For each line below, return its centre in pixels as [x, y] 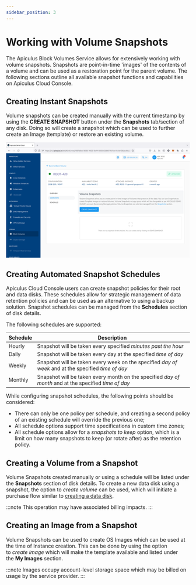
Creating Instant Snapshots [57, 102]
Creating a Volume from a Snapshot [72, 463]
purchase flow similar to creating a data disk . [60, 496]
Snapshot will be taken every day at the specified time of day [110, 354]
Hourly [17, 346]
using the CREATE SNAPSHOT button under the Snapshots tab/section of [95, 122]
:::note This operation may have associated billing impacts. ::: [79, 507]
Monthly [18, 380]
